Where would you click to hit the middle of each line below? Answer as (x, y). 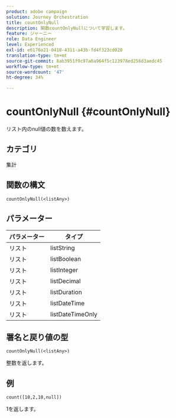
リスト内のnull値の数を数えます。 (46, 129)
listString (62, 247)
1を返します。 (23, 409)
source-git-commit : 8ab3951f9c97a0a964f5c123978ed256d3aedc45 (84, 61)
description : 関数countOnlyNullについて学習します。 (67, 28)
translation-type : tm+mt (37, 55)
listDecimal (65, 281)
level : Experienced (30, 45)
